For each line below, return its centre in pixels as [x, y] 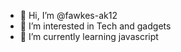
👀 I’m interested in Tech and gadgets [95, 26]
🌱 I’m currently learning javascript [89, 36]
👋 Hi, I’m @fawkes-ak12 [68, 15]
